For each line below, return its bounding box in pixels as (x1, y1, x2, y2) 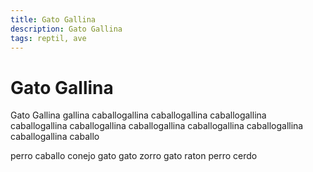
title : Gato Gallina (10, 14, 97, 25)
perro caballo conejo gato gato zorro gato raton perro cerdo (10, 150, 258, 162)
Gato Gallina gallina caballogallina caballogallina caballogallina (10, 109, 267, 121)
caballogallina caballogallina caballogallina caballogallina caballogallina (10, 120, 304, 132)
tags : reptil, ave (10, 33, 87, 43)
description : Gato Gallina (10, 24, 123, 34)
